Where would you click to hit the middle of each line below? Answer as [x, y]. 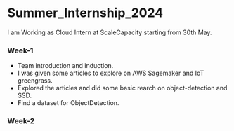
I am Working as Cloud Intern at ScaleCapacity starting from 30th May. [110, 32]
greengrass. [35, 81]
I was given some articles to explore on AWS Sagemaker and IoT [111, 73]
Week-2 [21, 121]
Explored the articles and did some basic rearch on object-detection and [122, 88]
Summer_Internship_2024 [85, 13]
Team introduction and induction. [65, 66]
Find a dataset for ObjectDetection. [68, 103]
